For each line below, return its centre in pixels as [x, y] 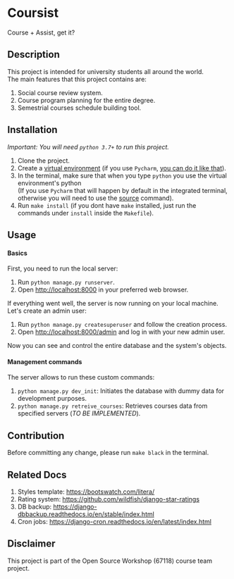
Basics [18, 253]
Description [33, 55]
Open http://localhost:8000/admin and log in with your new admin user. [121, 332]
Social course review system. [60, 92]
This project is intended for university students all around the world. [106, 71]
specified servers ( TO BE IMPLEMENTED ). [79, 413]
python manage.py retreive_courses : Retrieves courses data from [112, 406]
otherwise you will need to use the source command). [96, 198]
